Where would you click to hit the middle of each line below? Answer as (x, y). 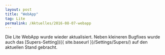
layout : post (18, 9)
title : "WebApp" (22, 14)
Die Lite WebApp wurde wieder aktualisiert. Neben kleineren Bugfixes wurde (83, 37)
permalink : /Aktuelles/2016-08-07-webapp (48, 23)
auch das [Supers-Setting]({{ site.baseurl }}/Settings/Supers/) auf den (76, 42)
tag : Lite (15, 18)
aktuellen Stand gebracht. (31, 47)
